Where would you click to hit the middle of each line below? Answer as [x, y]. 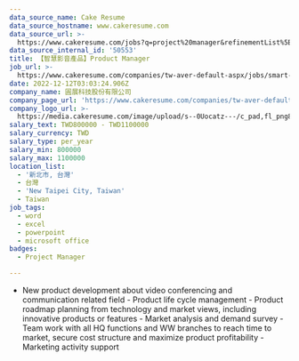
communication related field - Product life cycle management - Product [153, 300]
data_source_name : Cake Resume [67, 17]
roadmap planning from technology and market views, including [139, 309]
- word [29, 216]
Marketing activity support [71, 347]
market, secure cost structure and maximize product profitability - [143, 337]
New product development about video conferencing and [127, 290]
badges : [24, 249]
